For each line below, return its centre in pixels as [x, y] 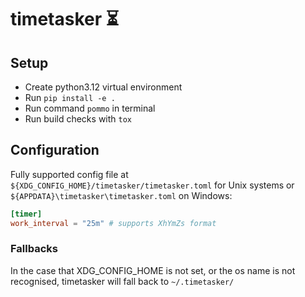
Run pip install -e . [70, 97]
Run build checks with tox [78, 119]
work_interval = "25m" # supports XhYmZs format [113, 223]
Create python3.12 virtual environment [103, 87]
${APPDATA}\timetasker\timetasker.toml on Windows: [121, 195]
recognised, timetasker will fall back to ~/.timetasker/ [122, 281]
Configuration [55, 150]
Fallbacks [34, 249]
